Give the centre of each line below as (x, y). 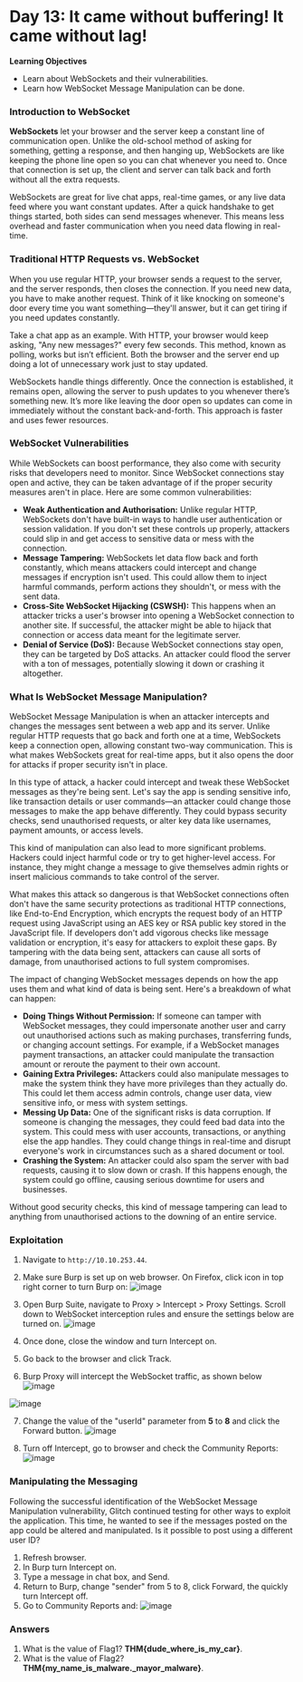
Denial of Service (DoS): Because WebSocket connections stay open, (153, 644)
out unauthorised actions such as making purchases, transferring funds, (157, 1036)
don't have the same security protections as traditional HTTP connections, (148, 904)
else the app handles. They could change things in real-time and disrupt (156, 1141)
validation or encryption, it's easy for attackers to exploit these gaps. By (143, 942)
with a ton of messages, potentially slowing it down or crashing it (143, 663)
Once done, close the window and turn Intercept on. (119, 1341)
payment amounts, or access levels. (76, 830)
